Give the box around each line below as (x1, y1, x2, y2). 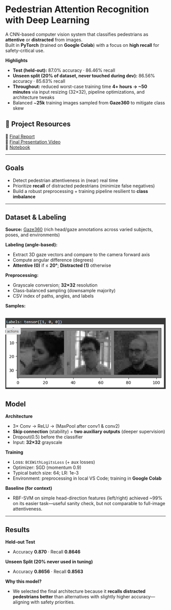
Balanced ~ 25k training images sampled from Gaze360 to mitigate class (12, 99, 165, 105)
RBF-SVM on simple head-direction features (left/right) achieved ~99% (12, 495, 163, 501)
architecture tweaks (12, 94, 55, 100)
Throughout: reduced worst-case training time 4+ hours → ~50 (12, 83, 148, 90)
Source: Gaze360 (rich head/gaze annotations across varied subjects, (5, 227, 153, 233)
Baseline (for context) (5, 485, 52, 491)
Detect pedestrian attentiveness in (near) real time (12, 177, 119, 183)
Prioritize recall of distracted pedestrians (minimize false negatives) (12, 182, 155, 189)
